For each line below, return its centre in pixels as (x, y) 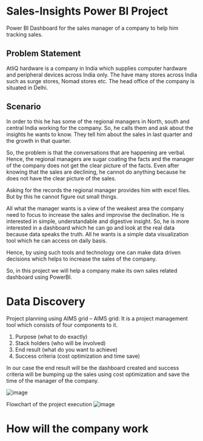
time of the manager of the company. (53, 380)
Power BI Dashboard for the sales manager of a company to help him (92, 28)
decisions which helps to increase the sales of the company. (82, 259)
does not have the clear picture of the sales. (61, 178)
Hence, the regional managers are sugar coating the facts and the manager (100, 159)
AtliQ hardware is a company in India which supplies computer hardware (97, 68)
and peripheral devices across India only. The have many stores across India (102, 75)
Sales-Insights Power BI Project (87, 11)
